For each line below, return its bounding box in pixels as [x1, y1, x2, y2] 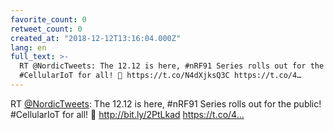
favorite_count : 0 [10, 14, 87, 25]
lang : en [10, 42, 47, 53]
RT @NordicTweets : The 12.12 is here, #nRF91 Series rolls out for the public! [10, 97, 322, 110]
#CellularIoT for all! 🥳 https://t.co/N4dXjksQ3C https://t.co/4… [19, 71, 302, 81]
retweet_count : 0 [10, 24, 83, 34]
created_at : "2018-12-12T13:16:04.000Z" [10, 33, 182, 43]
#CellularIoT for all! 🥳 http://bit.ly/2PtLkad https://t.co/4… [10, 108, 245, 120]
